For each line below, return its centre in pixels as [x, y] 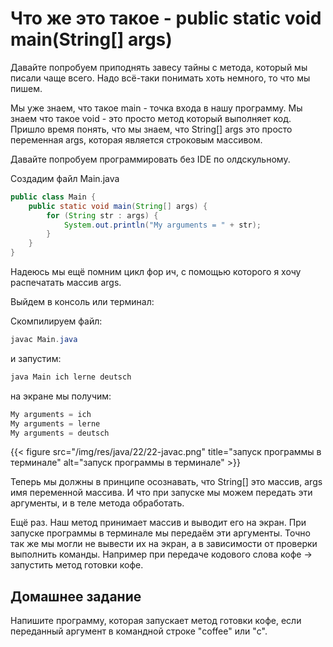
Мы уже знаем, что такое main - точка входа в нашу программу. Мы [156, 108]
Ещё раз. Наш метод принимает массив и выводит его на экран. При [158, 523]
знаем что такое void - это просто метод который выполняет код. [151, 118]
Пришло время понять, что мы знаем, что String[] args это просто [151, 129]
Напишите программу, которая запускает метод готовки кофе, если [156, 621]
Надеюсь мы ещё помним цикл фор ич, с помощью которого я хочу [156, 272]
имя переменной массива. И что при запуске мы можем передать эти [161, 493]
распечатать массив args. [66, 283]
